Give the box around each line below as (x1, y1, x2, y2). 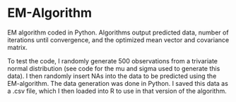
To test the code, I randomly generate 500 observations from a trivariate (7, 56, 218, 65)
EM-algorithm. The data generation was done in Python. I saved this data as (7, 79, 228, 87)
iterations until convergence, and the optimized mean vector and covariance (7, 35, 230, 44)
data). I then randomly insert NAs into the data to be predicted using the (7, 72, 217, 80)
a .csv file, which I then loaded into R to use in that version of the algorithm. (7, 87, 228, 95)
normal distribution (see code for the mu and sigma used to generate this (7, 64, 220, 72)
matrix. (7, 43, 28, 51)
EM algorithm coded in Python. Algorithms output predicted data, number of (7, 28, 229, 37)
